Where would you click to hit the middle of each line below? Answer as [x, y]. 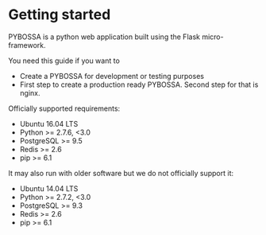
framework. [27, 45]
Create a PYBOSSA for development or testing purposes [112, 76]
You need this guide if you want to [64, 61]
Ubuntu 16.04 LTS [49, 123]
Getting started [60, 15]
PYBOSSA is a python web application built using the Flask [104, 37]
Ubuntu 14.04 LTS [49, 188]
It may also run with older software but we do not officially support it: [121, 173]
